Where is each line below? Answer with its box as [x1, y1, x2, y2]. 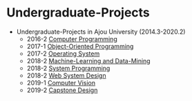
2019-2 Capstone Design [26, 86, 98, 94]
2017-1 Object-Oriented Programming [26, 42, 134, 50]
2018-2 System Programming [26, 64, 111, 72]
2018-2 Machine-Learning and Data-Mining [26, 56, 151, 65]
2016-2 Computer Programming [26, 34, 118, 43]
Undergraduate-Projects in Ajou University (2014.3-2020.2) [16, 27, 186, 36]
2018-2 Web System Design [26, 71, 106, 80]
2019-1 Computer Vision [26, 78, 96, 87]
